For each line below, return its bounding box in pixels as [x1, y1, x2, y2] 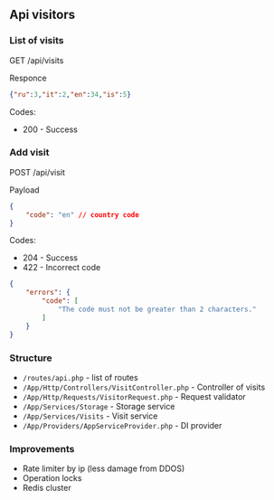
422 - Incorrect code [22, 262, 101, 273]
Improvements [9, 442, 75, 455]
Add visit [9, 146, 50, 159]
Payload [9, 184, 40, 195]
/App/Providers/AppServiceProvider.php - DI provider [22, 420, 222, 430]
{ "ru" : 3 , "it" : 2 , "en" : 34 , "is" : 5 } [9, 90, 131, 99]
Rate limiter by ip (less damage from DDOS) [22, 463, 185, 474]
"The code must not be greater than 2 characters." [57, 305, 257, 315]
